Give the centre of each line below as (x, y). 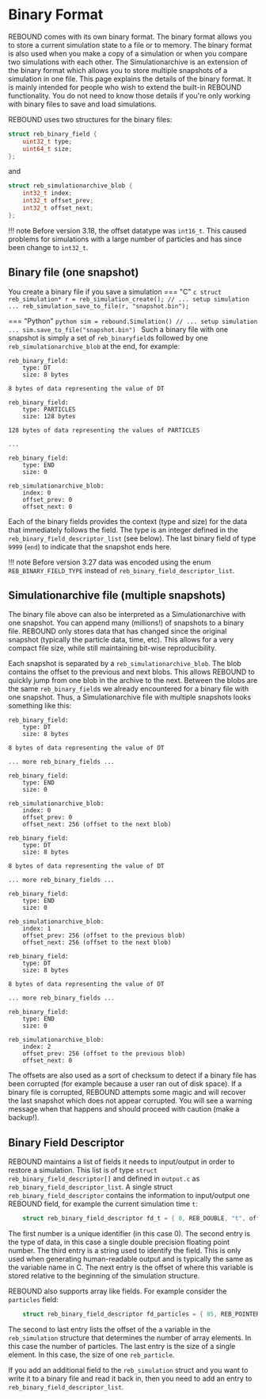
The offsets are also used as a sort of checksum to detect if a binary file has (133, 1075)
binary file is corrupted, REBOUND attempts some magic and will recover (127, 1093)
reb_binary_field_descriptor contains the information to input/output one (129, 1196)
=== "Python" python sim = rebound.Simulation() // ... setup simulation (133, 321)
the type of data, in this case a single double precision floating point (119, 1242)
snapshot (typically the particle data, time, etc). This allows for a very (121, 640)
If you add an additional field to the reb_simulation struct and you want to (128, 1370)
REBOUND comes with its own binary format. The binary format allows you (130, 37)
